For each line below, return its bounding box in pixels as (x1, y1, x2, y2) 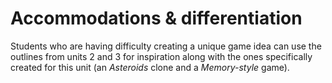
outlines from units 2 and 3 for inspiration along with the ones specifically (10, 50, 313, 62)
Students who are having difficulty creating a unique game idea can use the (10, 40, 322, 52)
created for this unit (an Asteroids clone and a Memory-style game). (10, 61, 290, 73)
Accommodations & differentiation (10, 7, 303, 30)
